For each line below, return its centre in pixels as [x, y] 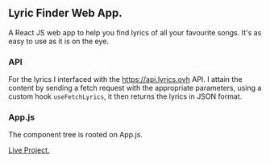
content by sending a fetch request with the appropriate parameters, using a [135, 88]
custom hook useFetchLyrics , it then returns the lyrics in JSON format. [125, 96]
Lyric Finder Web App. [65, 13]
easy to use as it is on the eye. [58, 41]
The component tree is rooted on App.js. [76, 135]
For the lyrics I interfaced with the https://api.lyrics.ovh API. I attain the [126, 79]
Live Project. [29, 150]
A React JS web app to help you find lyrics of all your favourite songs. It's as [135, 32]
